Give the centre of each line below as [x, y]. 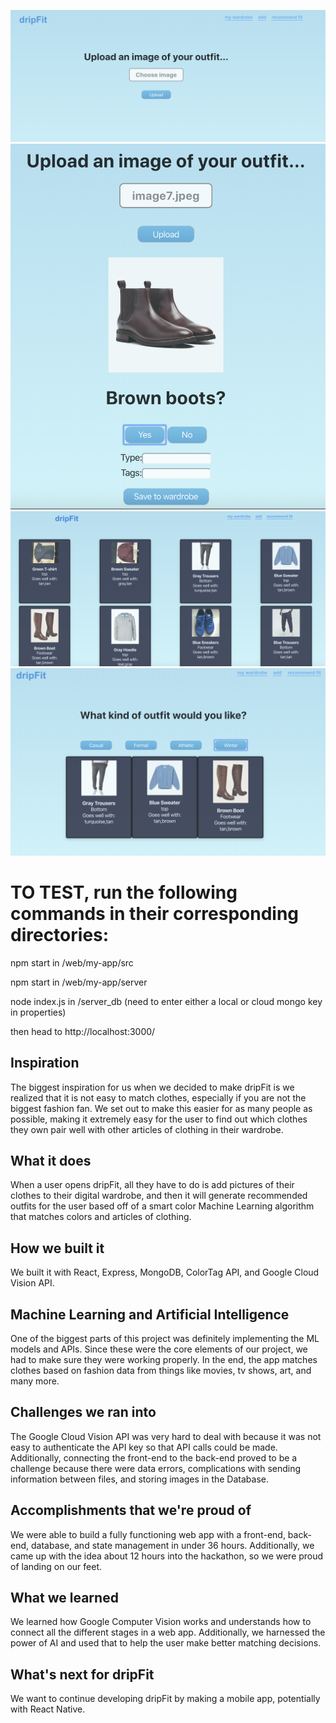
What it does [51, 1160]
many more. [35, 1381]
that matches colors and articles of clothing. [101, 1217]
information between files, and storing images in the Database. [139, 1479]
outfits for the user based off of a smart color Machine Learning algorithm [162, 1206]
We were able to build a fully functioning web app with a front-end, [148, 1534]
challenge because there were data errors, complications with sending [156, 1468]
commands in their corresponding [155, 913]
